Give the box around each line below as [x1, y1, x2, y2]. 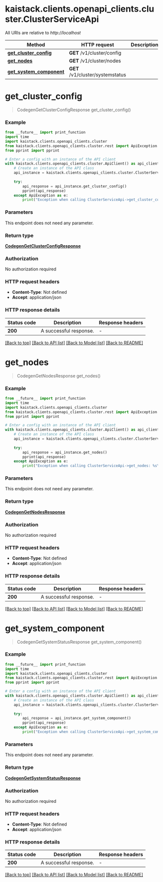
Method [26, 41, 45, 48]
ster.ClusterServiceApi [5, 14, 99, 25]
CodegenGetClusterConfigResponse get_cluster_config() [16, 107, 131, 113]
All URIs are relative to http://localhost [5, 30, 81, 35]
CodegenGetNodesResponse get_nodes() [16, 373, 101, 379]
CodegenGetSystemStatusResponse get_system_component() [16, 639, 142, 645]
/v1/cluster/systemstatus [69, 71, 126, 78]
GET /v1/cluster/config [69, 50, 122, 56]
